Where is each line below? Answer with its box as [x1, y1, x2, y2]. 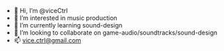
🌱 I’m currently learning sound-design [13, 21, 123, 29]
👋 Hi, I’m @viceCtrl [13, 7, 68, 14]
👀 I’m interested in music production [13, 14, 118, 22]
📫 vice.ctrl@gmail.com [13, 37, 81, 44]
